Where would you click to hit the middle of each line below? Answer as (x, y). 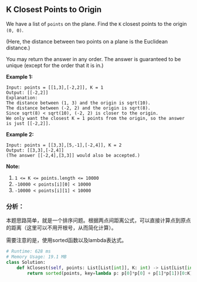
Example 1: (20, 76)
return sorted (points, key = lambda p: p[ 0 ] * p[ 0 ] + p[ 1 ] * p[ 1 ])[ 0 (106, 273)
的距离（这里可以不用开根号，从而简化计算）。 (61, 228)
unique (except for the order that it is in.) (55, 65)
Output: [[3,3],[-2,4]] (35, 150)
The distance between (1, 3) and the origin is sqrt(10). (78, 103)
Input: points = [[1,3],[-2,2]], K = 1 (55, 88)
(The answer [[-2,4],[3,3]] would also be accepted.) (73, 155)
